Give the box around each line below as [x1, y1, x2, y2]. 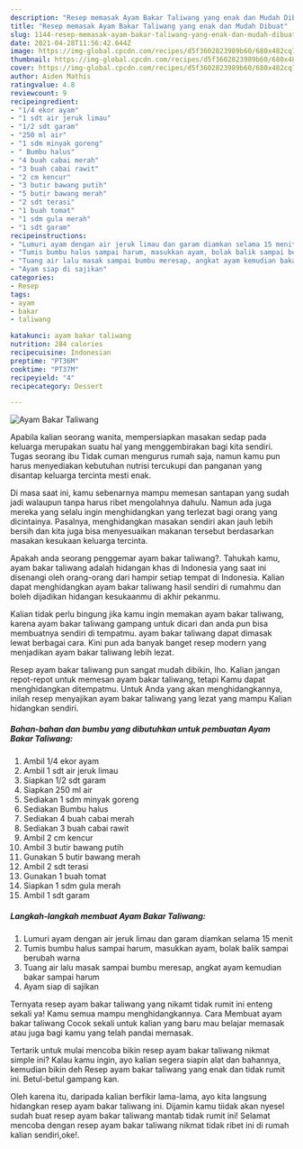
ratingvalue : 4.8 [10, 80, 76, 89]
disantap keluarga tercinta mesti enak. [10, 470, 152, 481]
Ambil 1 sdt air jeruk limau [22, 766, 119, 777]
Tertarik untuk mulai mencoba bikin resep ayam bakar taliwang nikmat [10, 1045, 271, 1056]
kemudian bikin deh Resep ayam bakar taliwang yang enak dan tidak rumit [10, 1064, 286, 1075]
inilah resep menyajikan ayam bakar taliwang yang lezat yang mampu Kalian [10, 694, 292, 704]
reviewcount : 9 [10, 88, 67, 97]
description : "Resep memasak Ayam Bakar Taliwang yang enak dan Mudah [10, 13, 281, 23]
